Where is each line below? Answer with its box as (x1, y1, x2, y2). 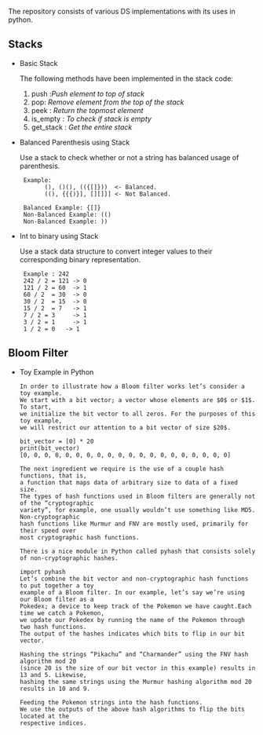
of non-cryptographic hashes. (19, 554, 119, 562)
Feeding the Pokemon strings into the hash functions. (19, 698, 203, 706)
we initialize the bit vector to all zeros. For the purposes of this (19, 410, 256, 418)
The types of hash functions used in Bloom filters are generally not (19, 492, 256, 500)
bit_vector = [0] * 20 (19, 437, 94, 445)
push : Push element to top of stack (31, 89, 145, 98)
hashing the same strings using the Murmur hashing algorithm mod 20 (19, 678, 253, 686)
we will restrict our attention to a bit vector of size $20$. (19, 423, 232, 431)
